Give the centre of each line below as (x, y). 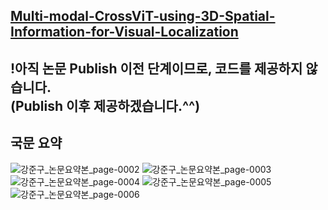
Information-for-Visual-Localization (124, 32)
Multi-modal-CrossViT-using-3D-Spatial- (143, 16)
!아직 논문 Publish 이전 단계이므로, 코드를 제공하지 (156, 68)
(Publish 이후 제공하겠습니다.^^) (105, 105)
